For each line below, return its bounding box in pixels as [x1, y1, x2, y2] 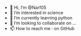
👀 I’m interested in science [9, 10, 64, 16]
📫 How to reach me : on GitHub [9, 26, 75, 31]
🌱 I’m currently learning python [9, 15, 73, 20]
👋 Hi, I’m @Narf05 [9, 5, 47, 10]
